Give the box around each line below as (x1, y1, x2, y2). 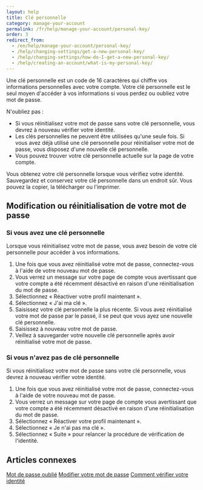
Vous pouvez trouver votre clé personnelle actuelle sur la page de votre (15, 152, 194, 159)
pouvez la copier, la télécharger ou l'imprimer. (6, 183, 121, 191)
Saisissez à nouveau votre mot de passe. (15, 325, 118, 332)
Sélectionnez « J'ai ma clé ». (15, 299, 87, 307)
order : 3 (6, 32, 28, 38)
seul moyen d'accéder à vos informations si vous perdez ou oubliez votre (6, 89, 190, 97)
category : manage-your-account (6, 20, 85, 26)
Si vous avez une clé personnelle (6, 228, 105, 237)
